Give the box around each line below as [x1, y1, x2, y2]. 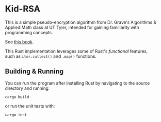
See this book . [5, 39, 34, 44]
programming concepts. [5, 29, 53, 35]
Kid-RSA [5, 3, 40, 14]
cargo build [5, 95, 29, 99]
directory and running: [5, 85, 50, 91]
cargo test [5, 112, 27, 117]
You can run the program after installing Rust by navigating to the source [5, 80, 150, 86]
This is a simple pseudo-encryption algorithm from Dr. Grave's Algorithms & [5, 19, 157, 25]
